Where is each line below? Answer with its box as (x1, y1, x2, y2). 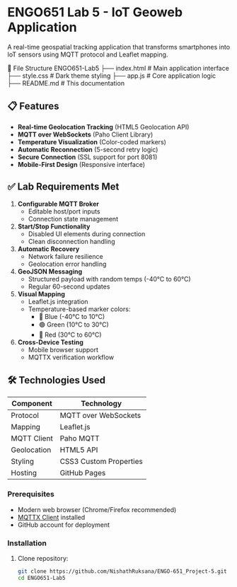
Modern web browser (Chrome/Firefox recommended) (17, 505, 177, 513)
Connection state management (28, 214, 119, 223)
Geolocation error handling (28, 260, 107, 268)
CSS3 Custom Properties (59, 457, 143, 467)
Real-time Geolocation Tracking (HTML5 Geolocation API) (17, 122, 190, 131)
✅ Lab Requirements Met (7, 181, 120, 193)
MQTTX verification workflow (28, 353, 115, 361)
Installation (7, 538, 47, 548)
